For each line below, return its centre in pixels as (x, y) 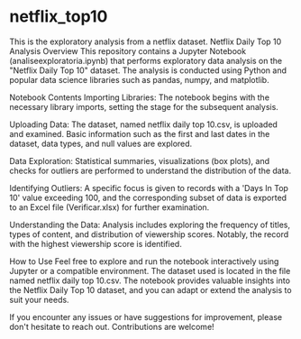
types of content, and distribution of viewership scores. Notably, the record (149, 234)
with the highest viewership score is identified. (96, 243)
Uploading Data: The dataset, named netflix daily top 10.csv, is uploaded (143, 124)
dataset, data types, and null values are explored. (101, 143)
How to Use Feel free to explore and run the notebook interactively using (144, 261)
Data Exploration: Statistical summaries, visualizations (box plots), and (140, 160)
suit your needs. (39, 299)
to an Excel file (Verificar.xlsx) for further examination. (109, 207)
